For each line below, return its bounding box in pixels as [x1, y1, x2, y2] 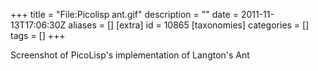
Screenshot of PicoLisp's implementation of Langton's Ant [10, 49, 250, 61]
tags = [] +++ [10, 30, 66, 41]
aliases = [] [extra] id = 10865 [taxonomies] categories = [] [68, 19, 310, 31]
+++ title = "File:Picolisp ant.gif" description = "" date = [10, 9, 239, 20]
